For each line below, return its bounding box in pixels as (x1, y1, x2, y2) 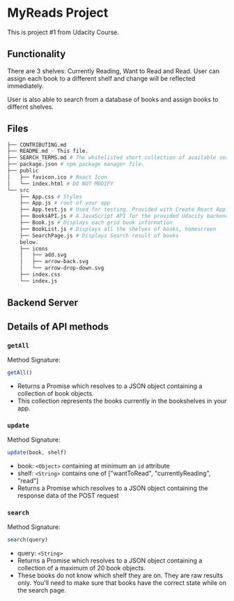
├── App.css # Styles (19, 193, 82, 200)
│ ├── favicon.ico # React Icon (7, 173, 108, 181)
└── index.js (19, 277, 58, 284)
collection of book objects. (17, 389, 94, 397)
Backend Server (7, 297, 79, 309)
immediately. (7, 82, 44, 90)
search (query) (7, 536, 49, 544)
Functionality (7, 48, 66, 60)
